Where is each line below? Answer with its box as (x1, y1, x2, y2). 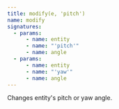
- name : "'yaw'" (25, 68, 73, 75)
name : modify (7, 17, 45, 24)
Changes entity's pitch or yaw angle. (7, 94, 113, 102)
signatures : (7, 23, 42, 30)
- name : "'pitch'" (25, 42, 79, 49)
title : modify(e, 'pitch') (7, 10, 86, 17)
